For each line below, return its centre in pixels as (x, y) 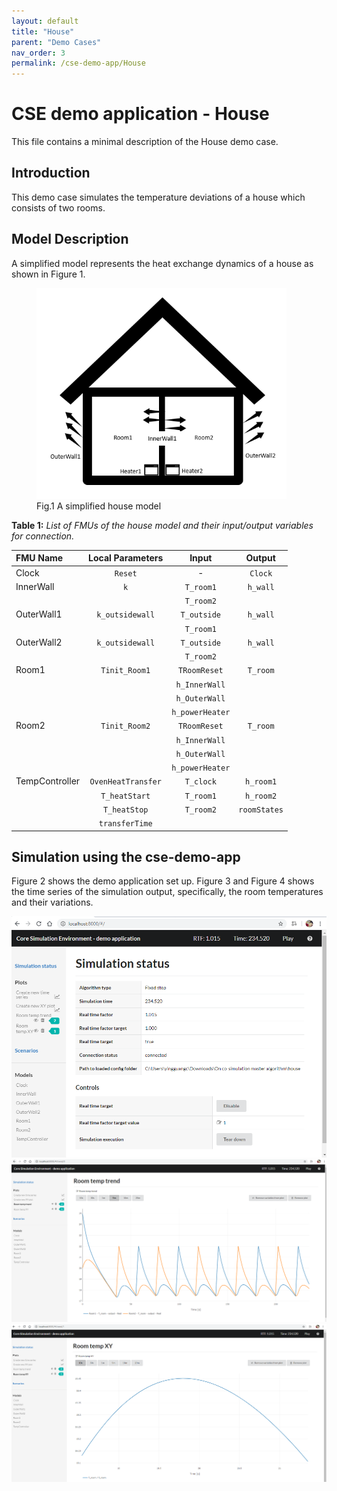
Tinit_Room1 (125, 671)
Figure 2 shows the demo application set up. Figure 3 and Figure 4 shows (163, 881)
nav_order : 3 (38, 53)
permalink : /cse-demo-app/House (78, 63)
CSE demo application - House (140, 114)
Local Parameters (126, 558)
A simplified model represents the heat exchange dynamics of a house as (162, 263)
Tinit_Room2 (125, 726)
